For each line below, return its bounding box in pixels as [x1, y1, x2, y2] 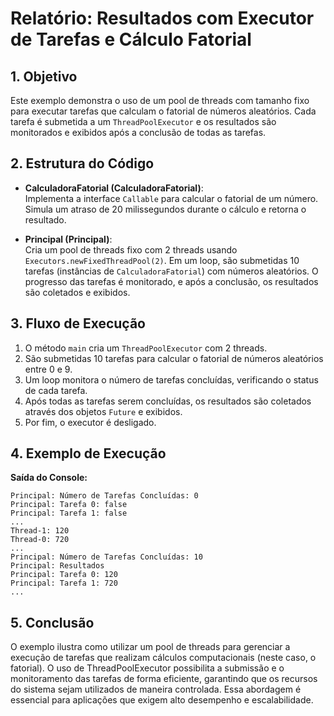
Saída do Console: [10, 472, 88, 484]
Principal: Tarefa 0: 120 [10, 570, 118, 580]
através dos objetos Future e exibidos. [24, 405, 183, 417]
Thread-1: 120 [10, 526, 70, 536]
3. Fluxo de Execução [10, 315, 146, 332]
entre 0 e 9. [24, 363, 73, 375]
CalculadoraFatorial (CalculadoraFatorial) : [24, 182, 204, 194]
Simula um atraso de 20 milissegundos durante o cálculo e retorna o [24, 203, 307, 215]
